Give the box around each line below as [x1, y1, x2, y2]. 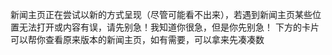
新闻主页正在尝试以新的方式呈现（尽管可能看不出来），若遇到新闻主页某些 [10, 9, 313, 20]
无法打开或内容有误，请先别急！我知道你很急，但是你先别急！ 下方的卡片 [18, 21, 320, 33]
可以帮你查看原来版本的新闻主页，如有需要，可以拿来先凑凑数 [10, 34, 265, 45]
